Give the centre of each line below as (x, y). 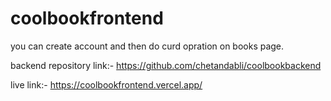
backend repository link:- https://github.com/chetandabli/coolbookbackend (166, 65)
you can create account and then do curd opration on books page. (147, 46)
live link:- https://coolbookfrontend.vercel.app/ (106, 84)
